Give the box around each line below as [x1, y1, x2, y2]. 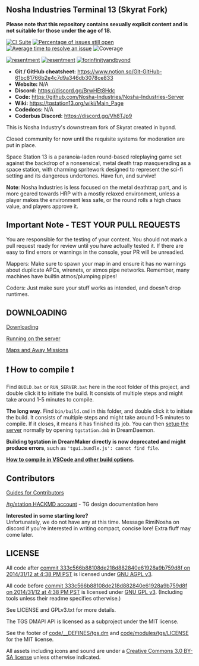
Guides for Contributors [6, 489, 64, 496]
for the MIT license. [6, 636, 54, 643]
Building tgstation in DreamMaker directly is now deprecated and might [6, 438, 186, 446]
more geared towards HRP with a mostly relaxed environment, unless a [6, 190, 180, 197]
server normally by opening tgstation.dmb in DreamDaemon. [6, 427, 155, 434]
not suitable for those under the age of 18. [6, 27, 112, 34]
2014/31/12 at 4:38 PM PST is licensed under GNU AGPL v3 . [6, 570, 153, 577]
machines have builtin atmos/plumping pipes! [6, 272, 118, 279]
